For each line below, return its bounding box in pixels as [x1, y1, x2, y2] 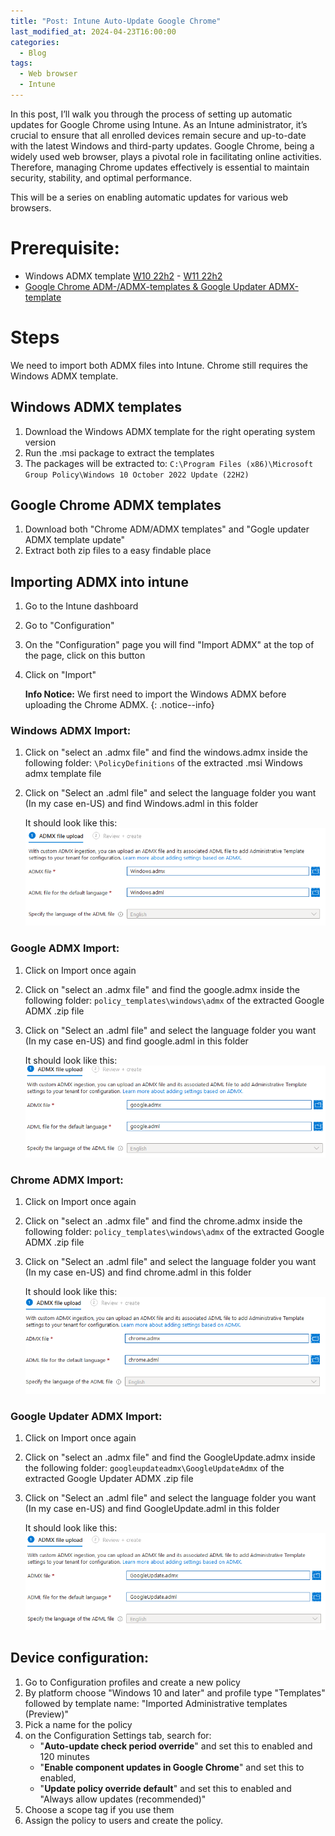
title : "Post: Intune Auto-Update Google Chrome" [10, 16, 222, 26]
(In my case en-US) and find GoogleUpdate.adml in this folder [24, 1503, 280, 1515]
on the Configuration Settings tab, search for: [24, 1729, 212, 1741]
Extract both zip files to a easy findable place [24, 545, 212, 557]
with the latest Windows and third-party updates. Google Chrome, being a [10, 140, 315, 152]
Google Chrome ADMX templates [10, 496, 222, 514]
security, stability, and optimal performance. [10, 171, 192, 184]
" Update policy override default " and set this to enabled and [39, 1782, 292, 1794]
